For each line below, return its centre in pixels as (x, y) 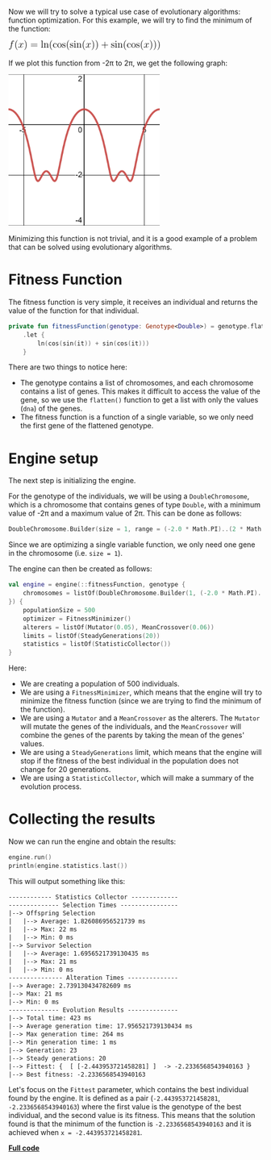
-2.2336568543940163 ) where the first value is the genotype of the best (125, 1106)
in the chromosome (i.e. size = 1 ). (66, 553)
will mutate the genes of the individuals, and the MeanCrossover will (131, 727)
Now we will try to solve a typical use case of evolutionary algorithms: (125, 12)
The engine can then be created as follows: (80, 569)
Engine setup (54, 458)
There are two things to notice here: (68, 367)
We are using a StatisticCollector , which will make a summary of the (137, 778)
